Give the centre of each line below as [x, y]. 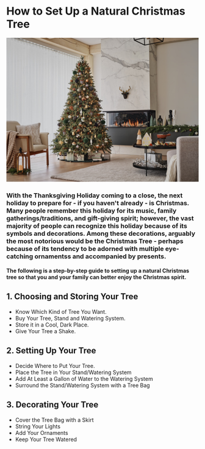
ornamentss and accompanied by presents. [100, 256]
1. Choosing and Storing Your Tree [72, 296]
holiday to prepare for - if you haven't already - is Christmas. [98, 203]
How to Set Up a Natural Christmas [96, 11]
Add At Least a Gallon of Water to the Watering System [84, 379]
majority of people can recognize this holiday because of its [97, 225]
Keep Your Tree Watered [46, 439]
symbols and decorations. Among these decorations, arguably [101, 233]
